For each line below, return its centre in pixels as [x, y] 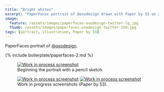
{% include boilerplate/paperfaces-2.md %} [49, 55]
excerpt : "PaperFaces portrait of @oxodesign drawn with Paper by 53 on [81, 14]
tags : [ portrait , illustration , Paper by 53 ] [52, 32]
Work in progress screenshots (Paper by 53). [62, 84]
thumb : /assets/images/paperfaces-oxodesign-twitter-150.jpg [73, 28]
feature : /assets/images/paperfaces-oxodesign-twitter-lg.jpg [74, 23]
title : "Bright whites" [29, 9]
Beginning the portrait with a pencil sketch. [60, 70]
